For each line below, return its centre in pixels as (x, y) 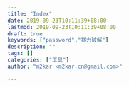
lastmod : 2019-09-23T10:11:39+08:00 (62, 27)
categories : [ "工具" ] (38, 60)
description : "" (31, 47)
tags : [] (20, 54)
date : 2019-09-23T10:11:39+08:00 (57, 21)
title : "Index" (30, 14)
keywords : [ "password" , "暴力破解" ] (58, 40)
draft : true (25, 34)
